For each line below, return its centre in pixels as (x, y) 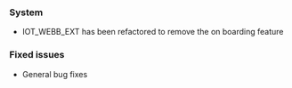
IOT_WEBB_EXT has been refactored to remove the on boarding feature (153, 32)
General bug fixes (55, 74)
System (26, 12)
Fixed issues (37, 55)
